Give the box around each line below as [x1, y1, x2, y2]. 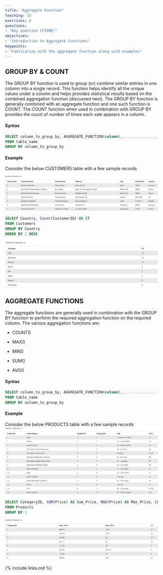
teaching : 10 [5, 13, 32, 18]
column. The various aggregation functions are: [5, 320, 100, 326]
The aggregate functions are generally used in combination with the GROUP [5, 310, 157, 315]
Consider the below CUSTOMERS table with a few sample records [5, 166, 137, 171]
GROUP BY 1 [5, 510, 27, 515]
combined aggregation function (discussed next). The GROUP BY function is [5, 96, 158, 102]
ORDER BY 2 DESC [5, 231, 38, 236]
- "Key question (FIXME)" [5, 28, 57, 34]
